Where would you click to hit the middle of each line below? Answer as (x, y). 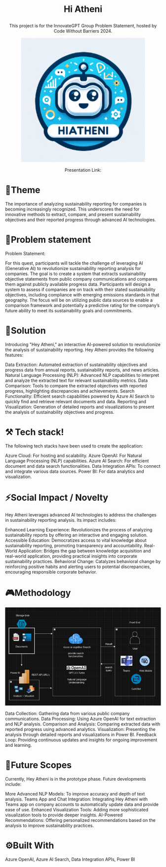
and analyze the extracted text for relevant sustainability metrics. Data (77, 380)
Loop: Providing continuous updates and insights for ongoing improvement (81, 740)
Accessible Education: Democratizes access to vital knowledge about (76, 540)
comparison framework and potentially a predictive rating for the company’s (82, 305)
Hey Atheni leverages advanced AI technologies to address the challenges (81, 514)
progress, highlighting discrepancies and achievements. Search (70, 391)
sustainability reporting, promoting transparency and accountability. (74, 545)
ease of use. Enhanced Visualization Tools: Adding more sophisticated (77, 809)
